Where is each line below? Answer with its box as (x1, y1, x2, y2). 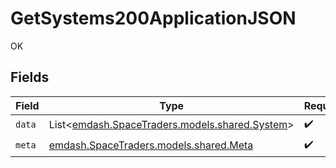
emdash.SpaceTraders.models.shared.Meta (48, 138, 254, 152)
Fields (10, 69, 50, 86)
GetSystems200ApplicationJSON (10, 7, 297, 30)
